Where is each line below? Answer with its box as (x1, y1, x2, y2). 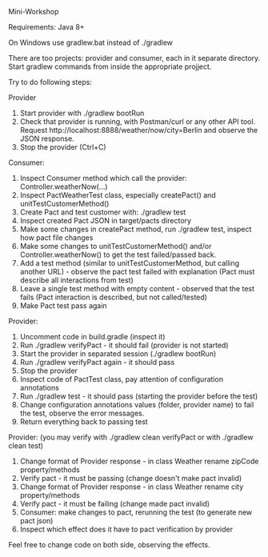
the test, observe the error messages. (19, 408, 145, 418)
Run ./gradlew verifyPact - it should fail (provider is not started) (19, 340, 230, 350)
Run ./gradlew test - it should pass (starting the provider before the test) (19, 391, 258, 401)
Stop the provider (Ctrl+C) (19, 142, 106, 151)
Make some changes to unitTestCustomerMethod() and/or (19, 242, 212, 250)
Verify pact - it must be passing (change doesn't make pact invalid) (19, 474, 242, 483)
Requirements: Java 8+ (8, 22, 86, 31)
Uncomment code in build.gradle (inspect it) (19, 332, 166, 341)
